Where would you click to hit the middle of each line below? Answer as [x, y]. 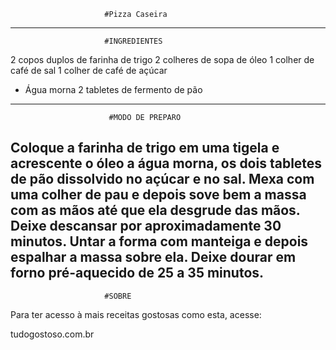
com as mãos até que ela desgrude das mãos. [155, 210]
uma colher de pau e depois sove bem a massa [158, 195]
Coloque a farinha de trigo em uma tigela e [145, 148]
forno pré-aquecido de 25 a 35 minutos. [137, 273]
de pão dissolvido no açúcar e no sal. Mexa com [162, 179]
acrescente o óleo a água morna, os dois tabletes [166, 163]
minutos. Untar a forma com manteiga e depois [159, 241]
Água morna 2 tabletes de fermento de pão [113, 89]
